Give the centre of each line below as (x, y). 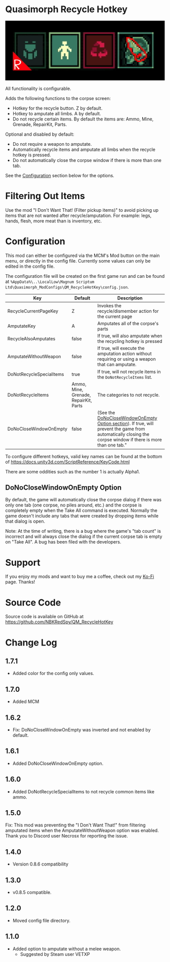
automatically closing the (123, 434)
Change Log (31, 642)
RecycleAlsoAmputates (31, 338)
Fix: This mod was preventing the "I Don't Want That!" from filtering (75, 825)
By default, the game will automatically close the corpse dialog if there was (83, 500)
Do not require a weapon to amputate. (52, 144)
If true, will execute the (121, 348)
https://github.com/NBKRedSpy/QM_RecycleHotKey (59, 622)
